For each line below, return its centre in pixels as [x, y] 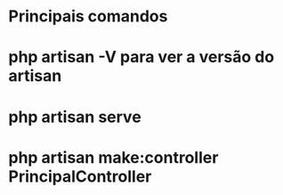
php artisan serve [75, 117]
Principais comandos [88, 16]
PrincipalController [80, 176]
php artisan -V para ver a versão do [141, 57]
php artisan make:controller [113, 157]
